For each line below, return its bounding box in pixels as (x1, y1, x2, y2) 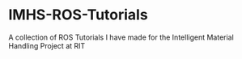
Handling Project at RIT (8, 40, 86, 50)
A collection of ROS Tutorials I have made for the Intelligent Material (8, 32, 235, 42)
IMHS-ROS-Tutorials (8, 6, 148, 24)
